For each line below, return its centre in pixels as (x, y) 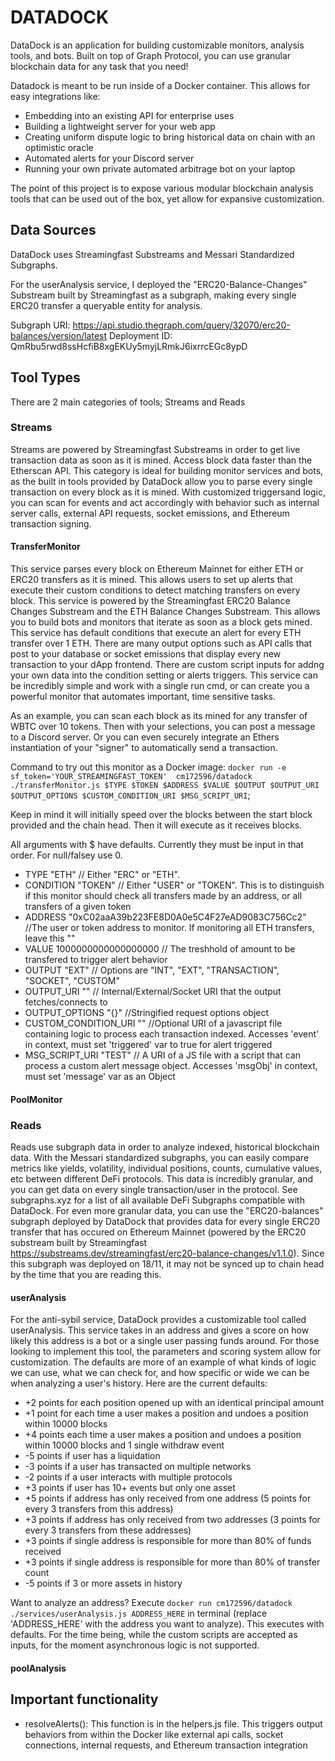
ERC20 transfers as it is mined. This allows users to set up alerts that (151, 580)
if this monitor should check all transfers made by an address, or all (163, 896)
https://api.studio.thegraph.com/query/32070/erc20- (181, 325)
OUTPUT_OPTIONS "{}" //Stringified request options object (147, 1013)
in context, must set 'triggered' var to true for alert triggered (148, 1045)
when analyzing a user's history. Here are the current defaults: (139, 1383)
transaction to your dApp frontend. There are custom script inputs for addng (167, 665)
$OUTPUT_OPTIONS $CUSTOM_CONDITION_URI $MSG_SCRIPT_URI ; (130, 795)
